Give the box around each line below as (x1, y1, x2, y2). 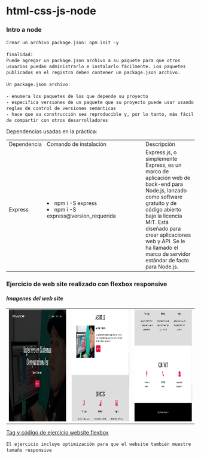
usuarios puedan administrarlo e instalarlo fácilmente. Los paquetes (6, 64, 186, 70)
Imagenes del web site (6, 295, 63, 302)
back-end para (145, 180, 184, 188)
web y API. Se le (145, 238, 185, 245)
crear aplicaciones (145, 231, 191, 238)
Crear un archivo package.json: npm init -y (6, 40, 119, 46)
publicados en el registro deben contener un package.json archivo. (6, 70, 181, 76)
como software (145, 193, 183, 201)
